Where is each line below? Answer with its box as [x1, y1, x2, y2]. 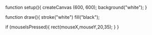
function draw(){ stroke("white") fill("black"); [5, 14, 100, 20]
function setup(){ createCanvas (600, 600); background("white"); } [5, 5, 147, 10]
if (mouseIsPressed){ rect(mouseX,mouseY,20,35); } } [5, 24, 119, 30]
